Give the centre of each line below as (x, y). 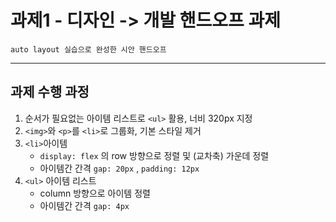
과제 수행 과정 (50, 92)
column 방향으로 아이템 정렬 (95, 193)
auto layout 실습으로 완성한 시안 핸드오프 (88, 49)
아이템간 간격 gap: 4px (84, 205)
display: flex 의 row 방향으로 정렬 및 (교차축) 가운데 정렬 (154, 155)
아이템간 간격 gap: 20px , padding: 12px (119, 168)
